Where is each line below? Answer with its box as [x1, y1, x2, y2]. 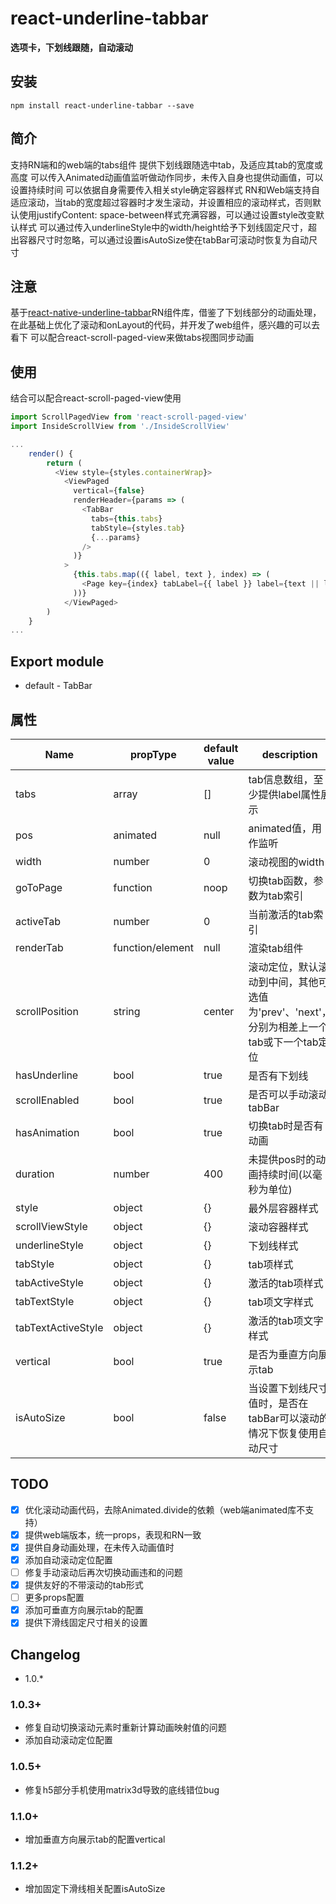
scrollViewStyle [15, 1219, 88, 1233]
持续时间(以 [258, 1167, 313, 1181]
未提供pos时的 [248, 1152, 317, 1166]
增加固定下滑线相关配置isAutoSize [24, 1883, 166, 1895]
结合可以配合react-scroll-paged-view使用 [10, 392, 182, 404]
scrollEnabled [15, 1093, 80, 1107]
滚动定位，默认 [248, 960, 319, 974]
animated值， [248, 821, 312, 835]
